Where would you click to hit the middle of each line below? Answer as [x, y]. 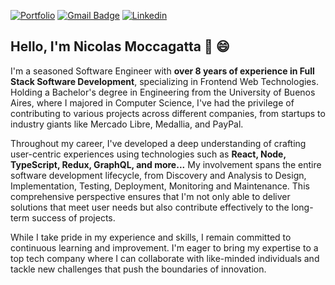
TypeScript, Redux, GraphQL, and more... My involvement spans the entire [166, 164]
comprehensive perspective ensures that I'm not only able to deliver [150, 196]
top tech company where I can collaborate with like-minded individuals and [165, 258]
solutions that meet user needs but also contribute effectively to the [150, 207]
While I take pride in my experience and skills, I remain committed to [151, 237]
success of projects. [73, 217]
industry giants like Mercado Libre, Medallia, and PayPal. [127, 124]
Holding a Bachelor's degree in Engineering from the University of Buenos [163, 92]
